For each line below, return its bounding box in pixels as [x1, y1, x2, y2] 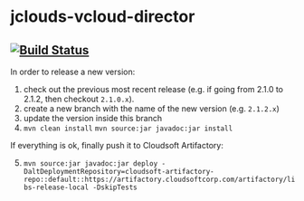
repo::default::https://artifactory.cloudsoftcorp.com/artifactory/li [23, 175, 296, 184]
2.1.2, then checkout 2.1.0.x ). [23, 93, 135, 104]
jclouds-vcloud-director [10, 6, 195, 27]
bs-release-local [23, 183, 90, 192]
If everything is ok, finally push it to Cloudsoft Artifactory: [10, 140, 224, 150]
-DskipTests [92, 183, 138, 192]
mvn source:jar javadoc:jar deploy [23, 159, 158, 168]
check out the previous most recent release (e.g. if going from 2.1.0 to [23, 84, 284, 94]
